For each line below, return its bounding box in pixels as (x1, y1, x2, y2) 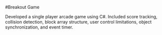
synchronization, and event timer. (5, 24, 73, 30)
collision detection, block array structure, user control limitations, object (5, 19, 152, 25)
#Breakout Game (5, 4, 40, 10)
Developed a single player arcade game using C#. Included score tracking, (5, 14, 158, 19)
